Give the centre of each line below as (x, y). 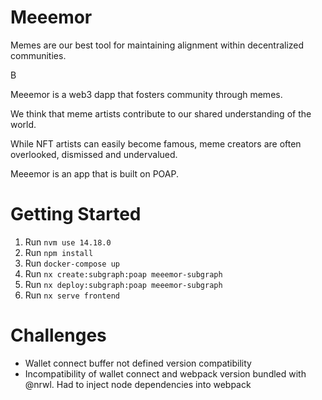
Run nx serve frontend (72, 295)
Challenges (58, 335)
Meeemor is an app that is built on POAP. (94, 173)
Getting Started (76, 214)
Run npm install (59, 252)
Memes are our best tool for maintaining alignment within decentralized (157, 45)
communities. (38, 55)
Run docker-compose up (72, 263)
